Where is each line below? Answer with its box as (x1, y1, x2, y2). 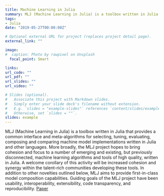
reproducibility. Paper (5, 186, 49, 192)
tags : (5, 16, 16, 21)
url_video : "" (5, 84, 34, 88)
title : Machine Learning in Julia (5, 7, 76, 12)
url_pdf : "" (5, 74, 29, 80)
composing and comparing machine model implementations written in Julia (5, 139, 156, 145)
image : (5, 47, 19, 52)
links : (5, 65, 19, 70)
